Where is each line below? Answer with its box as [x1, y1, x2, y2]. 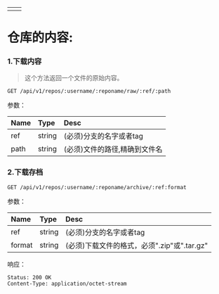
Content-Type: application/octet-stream [7, 280, 128, 287]
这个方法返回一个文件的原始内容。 [24, 74, 124, 82]
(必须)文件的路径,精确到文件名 [63, 144, 163, 154]
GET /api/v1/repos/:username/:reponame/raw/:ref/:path [7, 88, 171, 95]
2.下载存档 [7, 167, 44, 177]
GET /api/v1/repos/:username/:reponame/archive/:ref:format [7, 184, 187, 191]
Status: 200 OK [7, 274, 52, 281]
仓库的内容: [7, 30, 74, 46]
